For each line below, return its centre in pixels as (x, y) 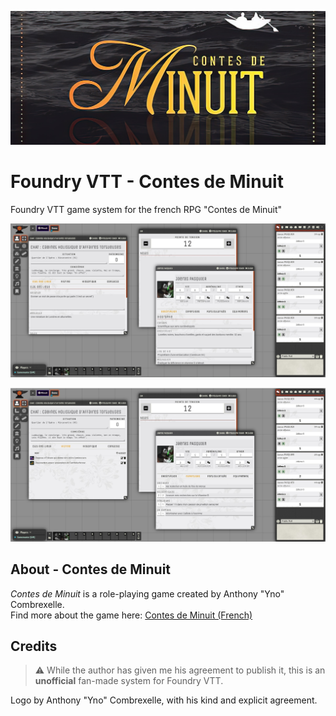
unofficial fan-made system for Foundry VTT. (129, 681)
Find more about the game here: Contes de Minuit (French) (131, 615)
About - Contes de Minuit (91, 569)
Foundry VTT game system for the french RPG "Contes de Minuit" (146, 210)
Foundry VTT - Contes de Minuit (147, 182)
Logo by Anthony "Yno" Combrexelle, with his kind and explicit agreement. (164, 700)
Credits (34, 646)
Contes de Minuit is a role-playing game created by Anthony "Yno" (147, 593)
